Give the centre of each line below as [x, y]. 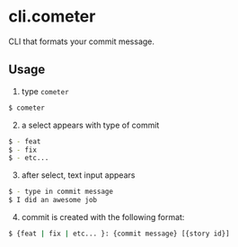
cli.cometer [52, 17]
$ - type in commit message [61, 192]
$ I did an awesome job [53, 200]
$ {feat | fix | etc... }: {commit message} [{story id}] [119, 234]
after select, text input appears [78, 175]
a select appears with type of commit [90, 125]
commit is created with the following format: [103, 217]
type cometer [45, 91]
